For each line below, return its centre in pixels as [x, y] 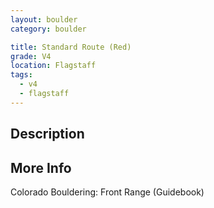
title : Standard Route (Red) [71, 47]
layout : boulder [44, 19]
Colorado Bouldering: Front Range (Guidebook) [107, 192]
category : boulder [48, 29]
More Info [41, 167]
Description [47, 134]
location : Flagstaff [53, 66]
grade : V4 [31, 56]
